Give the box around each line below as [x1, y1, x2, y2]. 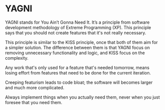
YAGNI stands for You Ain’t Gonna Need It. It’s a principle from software [5, 19, 150, 25]
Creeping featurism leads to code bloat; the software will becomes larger [5, 79, 153, 85]
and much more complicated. [5, 84, 65, 90]
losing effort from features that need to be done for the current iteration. [5, 70, 151, 75]
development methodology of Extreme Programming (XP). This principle [5, 24, 151, 30]
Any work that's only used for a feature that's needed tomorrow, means [5, 65, 150, 71]
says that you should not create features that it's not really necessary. [5, 30, 146, 36]
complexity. [5, 55, 28, 61]
